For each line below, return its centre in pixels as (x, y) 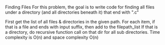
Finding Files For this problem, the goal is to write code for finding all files (80, 7)
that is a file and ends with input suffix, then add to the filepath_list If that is (82, 27)
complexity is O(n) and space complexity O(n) (52, 37)
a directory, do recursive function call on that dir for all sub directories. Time (82, 32)
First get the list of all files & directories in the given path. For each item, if (80, 22)
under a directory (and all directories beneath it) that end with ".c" (72, 12)
